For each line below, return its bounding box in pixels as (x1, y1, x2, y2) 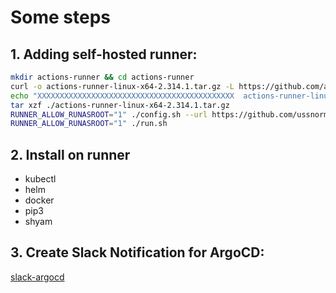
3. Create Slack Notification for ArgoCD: (10, 244, 265, 261)
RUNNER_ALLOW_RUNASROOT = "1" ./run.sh (10, 119, 168, 129)
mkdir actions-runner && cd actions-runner (10, 72, 195, 82)
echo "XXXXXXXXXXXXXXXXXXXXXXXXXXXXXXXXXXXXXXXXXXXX (10, 91, 235, 101)
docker (24, 194, 55, 206)
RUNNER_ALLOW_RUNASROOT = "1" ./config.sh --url (10, 109, 208, 120)
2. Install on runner (10, 146, 131, 163)
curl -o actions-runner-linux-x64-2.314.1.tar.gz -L (10, 81, 235, 91)
